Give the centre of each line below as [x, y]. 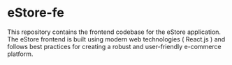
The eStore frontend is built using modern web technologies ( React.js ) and [116, 39]
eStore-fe [36, 13]
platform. [20, 54]
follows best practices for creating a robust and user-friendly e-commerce [114, 46]
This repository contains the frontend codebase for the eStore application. [114, 32]
